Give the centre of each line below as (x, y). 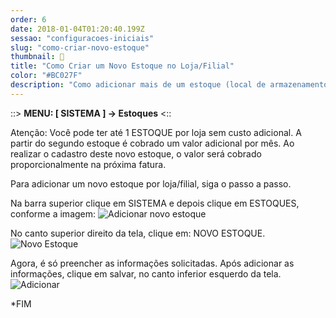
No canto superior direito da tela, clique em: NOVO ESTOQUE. (138, 233)
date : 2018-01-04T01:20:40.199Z (77, 29)
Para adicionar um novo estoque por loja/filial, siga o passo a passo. (151, 183)
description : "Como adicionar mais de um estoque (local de (138, 85)
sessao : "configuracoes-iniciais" (82, 38)
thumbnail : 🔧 (37, 57)
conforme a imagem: (53, 213)
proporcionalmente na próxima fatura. (88, 164)
